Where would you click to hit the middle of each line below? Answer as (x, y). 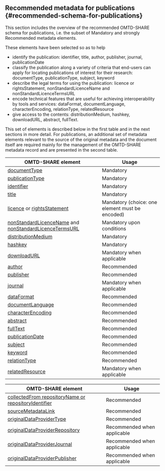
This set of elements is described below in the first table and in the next (78, 129)
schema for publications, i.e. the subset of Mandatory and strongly (72, 33)
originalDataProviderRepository (44, 430)
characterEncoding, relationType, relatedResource (63, 109)
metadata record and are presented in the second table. (62, 150)
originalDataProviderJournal (40, 444)
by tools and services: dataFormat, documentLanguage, (69, 104)
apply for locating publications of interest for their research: (73, 73)
